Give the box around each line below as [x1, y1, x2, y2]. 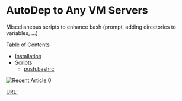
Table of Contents [6, 41, 50, 48]
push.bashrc [23, 65, 55, 72]
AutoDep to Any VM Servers [6, 4, 148, 17]
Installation [14, 52, 42, 59]
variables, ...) [6, 29, 39, 36]
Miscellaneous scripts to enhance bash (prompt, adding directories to [6, 23, 176, 30]
